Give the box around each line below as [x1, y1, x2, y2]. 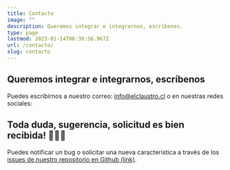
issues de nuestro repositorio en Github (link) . [7, 155, 137, 163]
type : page [7, 29, 39, 36]
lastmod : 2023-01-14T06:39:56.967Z [7, 36, 109, 42]
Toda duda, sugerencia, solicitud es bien [7, 119, 185, 131]
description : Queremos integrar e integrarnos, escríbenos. [7, 23, 184, 29]
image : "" [7, 16, 36, 23]
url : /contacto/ [7, 42, 54, 49]
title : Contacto [7, 10, 54, 17]
